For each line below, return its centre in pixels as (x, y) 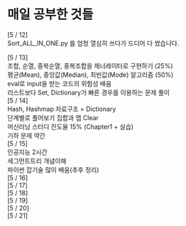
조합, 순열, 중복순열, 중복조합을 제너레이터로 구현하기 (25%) (90, 65)
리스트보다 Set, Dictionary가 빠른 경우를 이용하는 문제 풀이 (89, 92)
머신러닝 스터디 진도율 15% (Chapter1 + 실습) (70, 127)
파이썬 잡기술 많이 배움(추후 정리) (53, 169)
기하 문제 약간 (27, 135)
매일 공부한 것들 (50, 15)
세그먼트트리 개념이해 (37, 161)
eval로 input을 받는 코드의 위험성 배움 (60, 83)
